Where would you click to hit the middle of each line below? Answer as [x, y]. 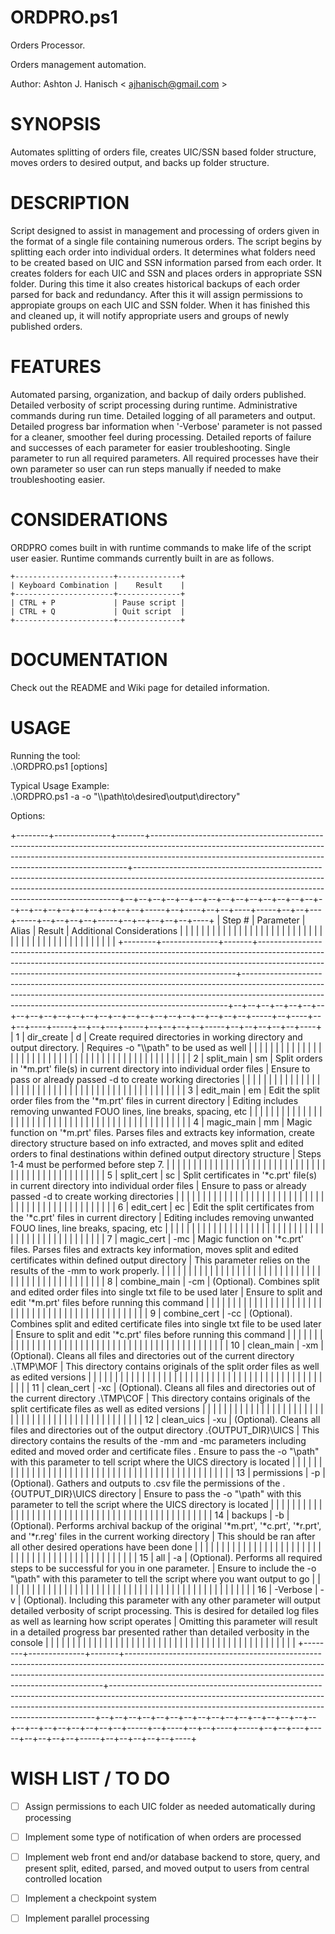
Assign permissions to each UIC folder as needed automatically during [170, 1806]
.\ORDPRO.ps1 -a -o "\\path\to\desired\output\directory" [125, 796]
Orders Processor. [48, 45]
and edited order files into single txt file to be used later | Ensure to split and [166, 1292]
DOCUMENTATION [89, 659]
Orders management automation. [78, 64]
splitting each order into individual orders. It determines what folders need [163, 252]
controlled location [63, 1878]
